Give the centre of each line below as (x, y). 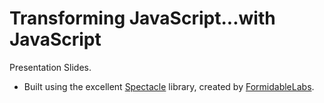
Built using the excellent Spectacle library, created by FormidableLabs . (169, 86)
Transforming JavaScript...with (142, 18)
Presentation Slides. (50, 67)
